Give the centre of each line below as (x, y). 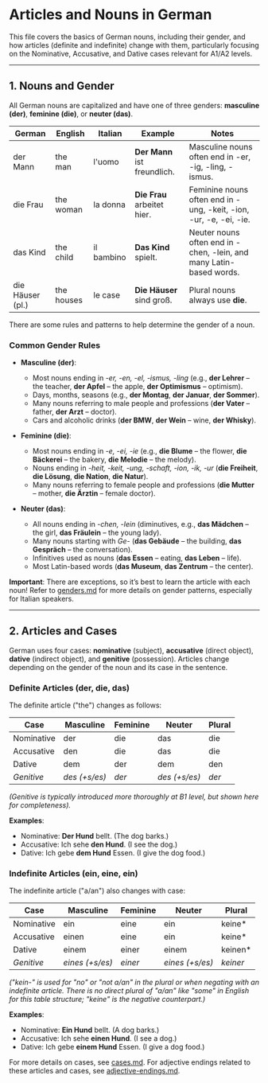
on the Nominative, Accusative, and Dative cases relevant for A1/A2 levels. (131, 53)
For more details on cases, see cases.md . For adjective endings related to (130, 1062)
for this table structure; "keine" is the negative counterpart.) (107, 999)
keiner (233, 963)
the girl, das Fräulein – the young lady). (97, 533)
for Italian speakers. (42, 599)
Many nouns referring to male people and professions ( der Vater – (141, 403)
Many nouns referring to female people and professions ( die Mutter (144, 485)
